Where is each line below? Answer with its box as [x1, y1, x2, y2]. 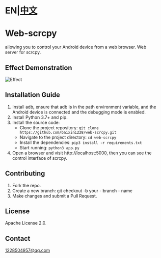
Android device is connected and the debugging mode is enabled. [12, 109, 146, 115]
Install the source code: [12, 119, 60, 125]
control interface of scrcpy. [12, 155, 68, 161]
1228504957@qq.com [5, 247, 50, 254]
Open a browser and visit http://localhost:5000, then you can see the [12, 150, 152, 156]
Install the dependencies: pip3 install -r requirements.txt [19, 139, 142, 145]
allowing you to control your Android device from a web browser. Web [5, 44, 146, 50]
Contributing [5, 170, 45, 178]
